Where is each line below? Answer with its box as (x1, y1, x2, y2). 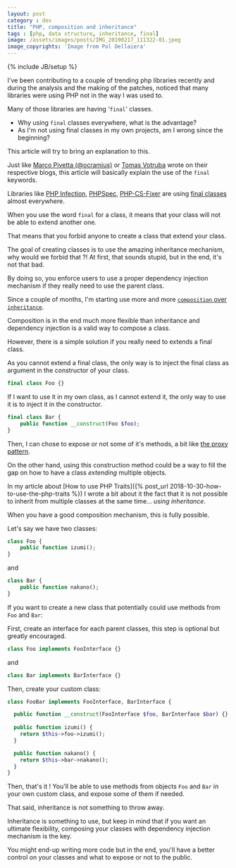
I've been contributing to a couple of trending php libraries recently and (7, 76, 215, 85)
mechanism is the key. (7, 832, 73, 841)
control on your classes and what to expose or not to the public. (7, 853, 192, 862)
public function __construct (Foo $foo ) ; (20, 420, 140, 427)
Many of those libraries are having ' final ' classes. (7, 105, 154, 113)
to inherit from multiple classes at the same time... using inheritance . (7, 496, 206, 505)
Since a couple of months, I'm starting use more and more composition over (7, 295, 228, 303)
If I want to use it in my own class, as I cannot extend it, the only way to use (7, 392, 227, 401)
